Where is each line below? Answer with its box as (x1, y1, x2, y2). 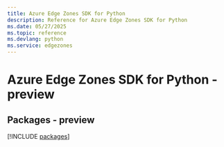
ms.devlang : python (7, 36, 64, 43)
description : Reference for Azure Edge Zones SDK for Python (7, 17, 188, 23)
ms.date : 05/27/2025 (7, 23, 67, 30)
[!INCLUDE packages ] (7, 133, 70, 140)
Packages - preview (7, 114, 95, 126)
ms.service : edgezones (7, 42, 73, 49)
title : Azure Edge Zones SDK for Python (7, 10, 126, 17)
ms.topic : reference (7, 29, 67, 37)
